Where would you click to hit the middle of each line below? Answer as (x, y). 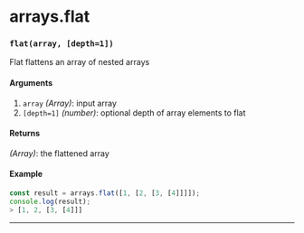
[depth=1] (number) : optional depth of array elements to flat (134, 112)
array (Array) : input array (70, 103)
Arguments (31, 83)
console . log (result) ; (50, 201)
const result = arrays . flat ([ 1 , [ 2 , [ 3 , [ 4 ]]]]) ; (105, 193)
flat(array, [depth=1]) (62, 44)
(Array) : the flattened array (60, 153)
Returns (25, 134)
